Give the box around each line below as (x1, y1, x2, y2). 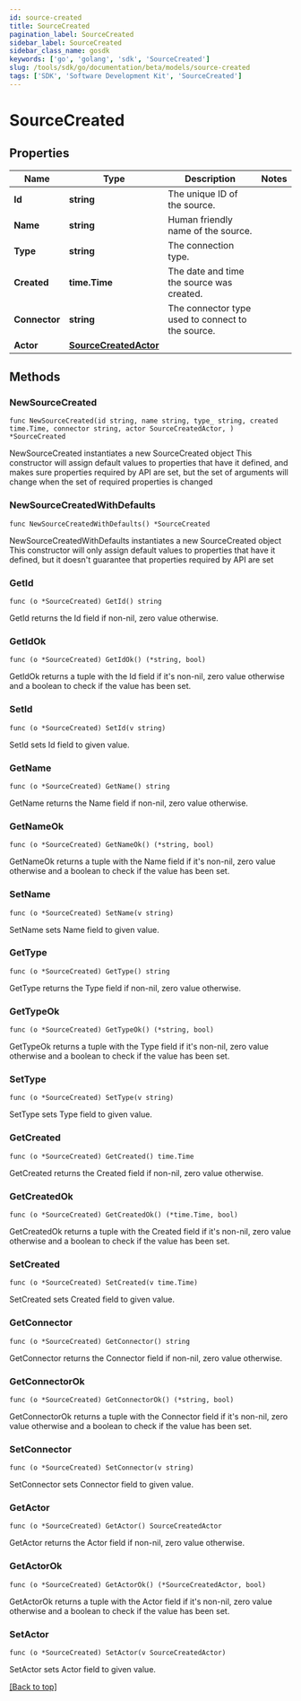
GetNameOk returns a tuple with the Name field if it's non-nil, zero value (9, 856, 276, 867)
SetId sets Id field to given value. (9, 739, 130, 750)
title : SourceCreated (9, 22, 90, 31)
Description (185, 172, 236, 185)
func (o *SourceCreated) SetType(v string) (9, 1094, 175, 1103)
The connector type (168, 301, 252, 314)
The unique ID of (168, 188, 238, 200)
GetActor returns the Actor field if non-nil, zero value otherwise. (9, 1538, 245, 1548)
